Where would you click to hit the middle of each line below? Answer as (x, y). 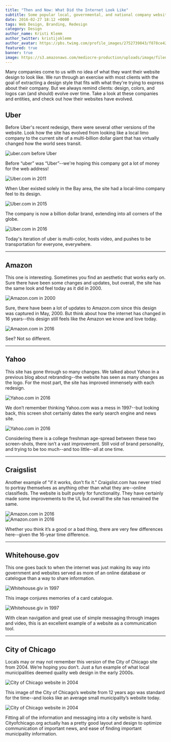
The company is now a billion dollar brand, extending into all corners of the (84, 214)
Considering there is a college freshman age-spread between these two (81, 438)
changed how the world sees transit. (44, 144)
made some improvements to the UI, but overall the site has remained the (82, 498)
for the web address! (27, 169)
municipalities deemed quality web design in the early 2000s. (70, 673)
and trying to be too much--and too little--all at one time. (65, 449)
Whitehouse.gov (32, 556)
